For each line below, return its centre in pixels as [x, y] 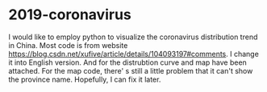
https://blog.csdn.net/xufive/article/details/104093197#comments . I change [134, 54]
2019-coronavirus [70, 15]
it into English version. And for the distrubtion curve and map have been [128, 62]
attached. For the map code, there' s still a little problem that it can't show [131, 70]
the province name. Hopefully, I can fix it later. [85, 79]
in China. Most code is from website [68, 45]
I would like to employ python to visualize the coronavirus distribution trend [133, 37]
